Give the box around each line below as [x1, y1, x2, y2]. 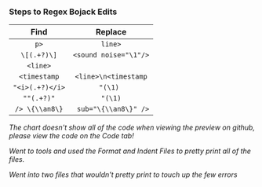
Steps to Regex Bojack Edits [9, 6, 118, 17]
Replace [95, 27, 127, 38]
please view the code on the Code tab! [9, 131, 134, 141]
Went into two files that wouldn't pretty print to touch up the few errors [9, 170, 238, 179]
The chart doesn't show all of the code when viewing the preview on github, [9, 123, 256, 132]
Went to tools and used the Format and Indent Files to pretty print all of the [9, 146, 252, 156]
